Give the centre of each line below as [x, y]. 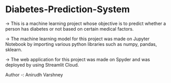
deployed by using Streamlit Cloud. [42, 65]
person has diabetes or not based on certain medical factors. [69, 29]
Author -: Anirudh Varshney [34, 74]
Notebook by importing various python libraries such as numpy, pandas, [81, 44]
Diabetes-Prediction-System [68, 9]
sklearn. [14, 49]
